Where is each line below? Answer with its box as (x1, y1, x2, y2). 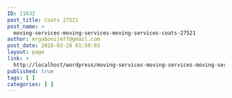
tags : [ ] (7, 74, 36, 81)
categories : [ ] (7, 81, 54, 88)
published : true (7, 68, 54, 75)
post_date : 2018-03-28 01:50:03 (7, 42, 100, 49)
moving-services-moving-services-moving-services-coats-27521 (13, 29, 196, 37)
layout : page (7, 49, 45, 56)
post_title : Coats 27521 (7, 17, 79, 23)
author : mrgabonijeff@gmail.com (7, 36, 100, 43)
